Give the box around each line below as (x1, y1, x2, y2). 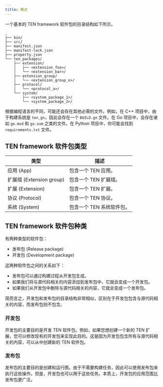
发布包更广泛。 (5, 376, 35, 383)
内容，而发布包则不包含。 (13, 302, 65, 308)
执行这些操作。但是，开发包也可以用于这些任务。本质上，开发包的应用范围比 (5, 370, 158, 376)
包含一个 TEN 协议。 (69, 194, 116, 201)
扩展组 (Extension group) (7, 176, 65, 183)
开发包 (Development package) (12, 252, 75, 258)
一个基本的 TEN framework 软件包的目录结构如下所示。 (5, 21, 115, 27)
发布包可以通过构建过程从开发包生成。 (12, 273, 89, 279)
